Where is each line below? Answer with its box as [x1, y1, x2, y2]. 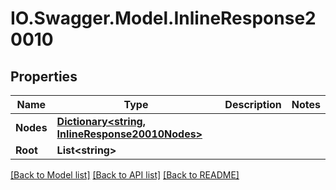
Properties [10, 68, 78, 85]
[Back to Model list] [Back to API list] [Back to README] [10, 169, 240, 181]
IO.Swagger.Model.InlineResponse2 [10, 7, 317, 30]
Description [224, 98, 282, 111]
